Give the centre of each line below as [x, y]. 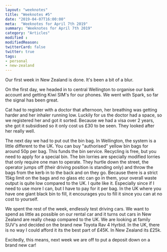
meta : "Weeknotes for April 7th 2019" [47, 24]
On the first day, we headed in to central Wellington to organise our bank [80, 89]
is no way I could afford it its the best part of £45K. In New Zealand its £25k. [83, 230]
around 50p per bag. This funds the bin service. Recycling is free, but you [81, 151]
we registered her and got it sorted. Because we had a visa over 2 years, [80, 120]
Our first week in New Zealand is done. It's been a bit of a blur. [69, 80]
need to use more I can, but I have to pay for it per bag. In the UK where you [83, 188]
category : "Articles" [28, 33]
